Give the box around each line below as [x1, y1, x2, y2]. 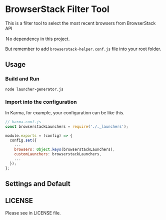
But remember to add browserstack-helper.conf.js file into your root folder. [5, 46, 161, 52]
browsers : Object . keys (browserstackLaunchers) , [14, 147, 115, 152]
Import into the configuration [5, 98, 77, 105]
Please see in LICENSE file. [5, 209, 61, 216]
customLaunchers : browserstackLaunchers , [14, 152, 101, 157]
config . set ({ [9, 138, 37, 143]
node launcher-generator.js [5, 87, 64, 92]
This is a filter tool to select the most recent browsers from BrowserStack [5, 20, 156, 26]
